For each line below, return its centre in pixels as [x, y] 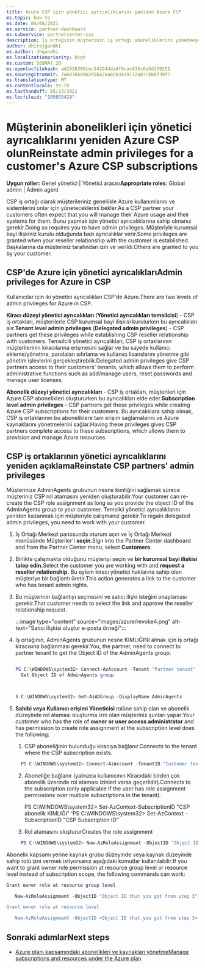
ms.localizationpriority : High [46, 57]
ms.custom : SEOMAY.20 [34, 63]
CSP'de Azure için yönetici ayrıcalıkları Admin [95, 273]
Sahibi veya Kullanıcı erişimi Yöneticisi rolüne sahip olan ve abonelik [102, 708]
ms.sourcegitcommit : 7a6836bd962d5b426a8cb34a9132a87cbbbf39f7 [88, 74]
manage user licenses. [35, 380]
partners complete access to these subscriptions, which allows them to [96, 430]
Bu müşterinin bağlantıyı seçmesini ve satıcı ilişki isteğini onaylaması [101, 597]
